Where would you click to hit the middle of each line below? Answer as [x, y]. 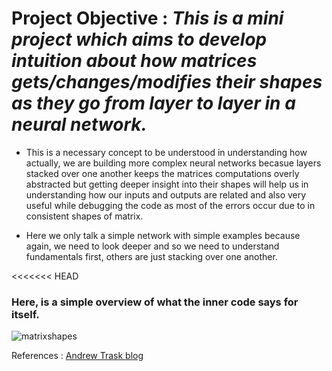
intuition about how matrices [134, 61]
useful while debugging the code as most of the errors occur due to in [170, 205]
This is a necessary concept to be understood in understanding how [166, 152]
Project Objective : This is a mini [147, 18]
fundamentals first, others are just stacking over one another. [151, 256]
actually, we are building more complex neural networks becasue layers [173, 163]
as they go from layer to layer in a [153, 103]
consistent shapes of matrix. [84, 216]
